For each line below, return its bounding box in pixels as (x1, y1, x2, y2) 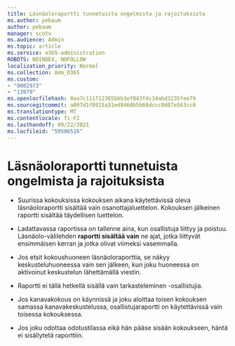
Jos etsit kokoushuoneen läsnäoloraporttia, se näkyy (17, 253, 170, 262)
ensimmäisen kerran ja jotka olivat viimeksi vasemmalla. (17, 239, 180, 248)
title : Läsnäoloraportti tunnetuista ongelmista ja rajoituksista (7, 10, 206, 18)
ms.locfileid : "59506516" (7, 128, 83, 135)
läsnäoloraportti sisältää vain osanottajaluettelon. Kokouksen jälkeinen (17, 204, 220, 212)
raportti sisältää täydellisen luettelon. (17, 211, 124, 220)
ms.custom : (7, 75, 39, 83)
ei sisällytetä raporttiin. (17, 331, 84, 340)
